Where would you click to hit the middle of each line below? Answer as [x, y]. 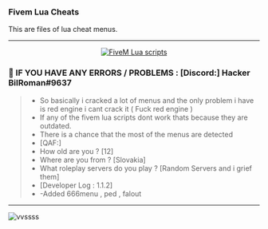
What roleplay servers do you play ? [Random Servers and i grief [146, 168]
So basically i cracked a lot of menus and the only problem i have [147, 100]
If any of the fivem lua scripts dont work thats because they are [144, 117]
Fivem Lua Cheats [44, 12]
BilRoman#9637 [40, 83]
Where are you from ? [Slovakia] [93, 160]
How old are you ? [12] [77, 151]
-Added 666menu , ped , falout [91, 193]
